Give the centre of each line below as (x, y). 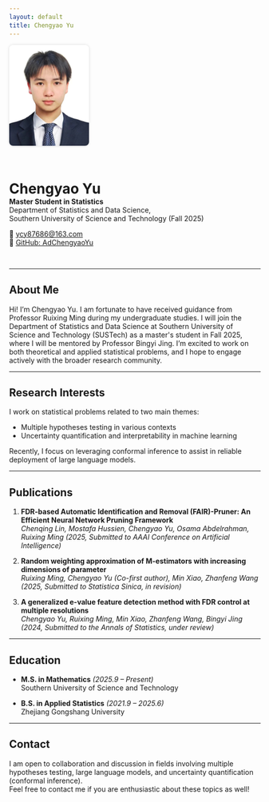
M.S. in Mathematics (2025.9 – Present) (87, 679)
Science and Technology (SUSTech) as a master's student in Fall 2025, (126, 335)
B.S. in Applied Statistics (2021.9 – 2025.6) (92, 703)
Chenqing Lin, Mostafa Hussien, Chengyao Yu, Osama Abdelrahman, (135, 529)
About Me (34, 290)
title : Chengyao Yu (42, 25)
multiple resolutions (55, 610)
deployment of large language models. (73, 460)
